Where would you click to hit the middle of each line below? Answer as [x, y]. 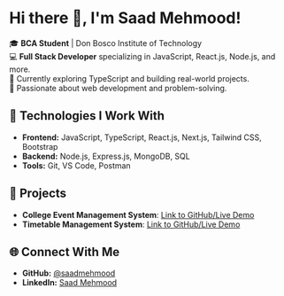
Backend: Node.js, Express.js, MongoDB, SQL [106, 156]
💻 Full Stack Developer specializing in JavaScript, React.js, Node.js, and [142, 56]
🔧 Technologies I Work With [87, 116]
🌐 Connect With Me [65, 252]
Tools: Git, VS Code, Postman [76, 165]
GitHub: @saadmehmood [69, 273]
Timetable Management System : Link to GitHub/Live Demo [131, 224]
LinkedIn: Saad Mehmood [69, 283]
